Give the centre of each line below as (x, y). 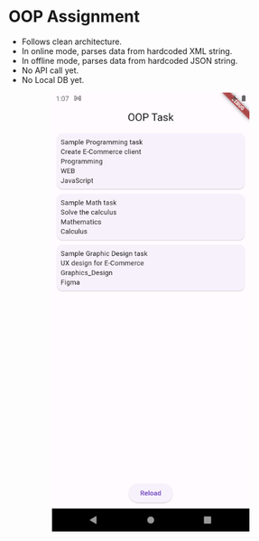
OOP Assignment (74, 17)
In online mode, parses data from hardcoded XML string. (127, 50)
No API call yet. (50, 70)
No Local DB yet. (53, 79)
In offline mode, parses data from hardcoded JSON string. (129, 60)
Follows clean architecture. (72, 41)
